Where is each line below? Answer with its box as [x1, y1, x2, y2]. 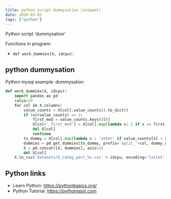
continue [32, 131, 51, 136]
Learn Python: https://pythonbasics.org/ [12, 183, 97, 189]
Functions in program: [5, 41, 51, 47]
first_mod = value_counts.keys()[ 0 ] [32, 117, 110, 122]
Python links [5, 169, 46, 178]
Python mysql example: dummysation [5, 79, 84, 85]
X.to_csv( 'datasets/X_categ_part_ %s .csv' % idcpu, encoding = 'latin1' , [14, 155, 167, 160]
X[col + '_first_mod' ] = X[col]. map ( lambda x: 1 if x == [32, 122, 152, 127]
